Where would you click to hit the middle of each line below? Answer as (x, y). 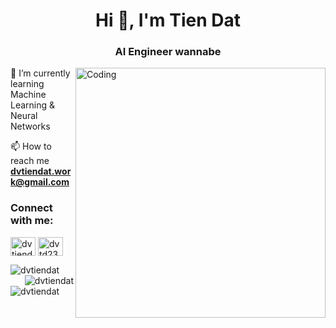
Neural (24, 116)
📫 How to (31, 146)
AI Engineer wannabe (168, 52)
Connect (31, 208)
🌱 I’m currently (40, 73)
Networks (30, 126)
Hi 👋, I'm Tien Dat (168, 20)
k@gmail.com (40, 182)
